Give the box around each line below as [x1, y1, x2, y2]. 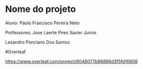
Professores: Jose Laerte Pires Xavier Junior [5, 29, 97, 35]
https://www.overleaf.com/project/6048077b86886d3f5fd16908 [5, 58, 138, 64]
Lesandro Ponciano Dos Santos [5, 39, 70, 45]
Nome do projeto [5, 3, 76, 15]
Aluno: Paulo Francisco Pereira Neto [5, 20, 80, 26]
